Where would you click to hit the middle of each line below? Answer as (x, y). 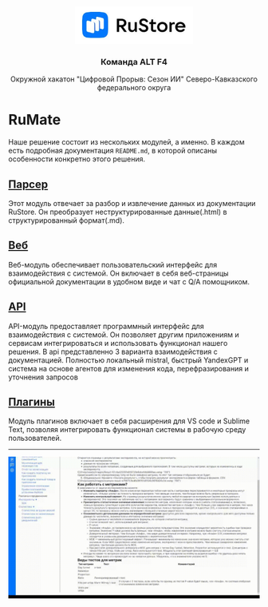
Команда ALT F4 (134, 61)
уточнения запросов (43, 377)
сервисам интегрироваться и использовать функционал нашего (118, 343)
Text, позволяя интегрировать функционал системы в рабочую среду (127, 430)
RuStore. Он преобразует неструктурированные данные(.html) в (118, 212)
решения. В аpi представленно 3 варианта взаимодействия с (113, 351)
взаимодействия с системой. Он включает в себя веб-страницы (118, 273)
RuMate (35, 120)
